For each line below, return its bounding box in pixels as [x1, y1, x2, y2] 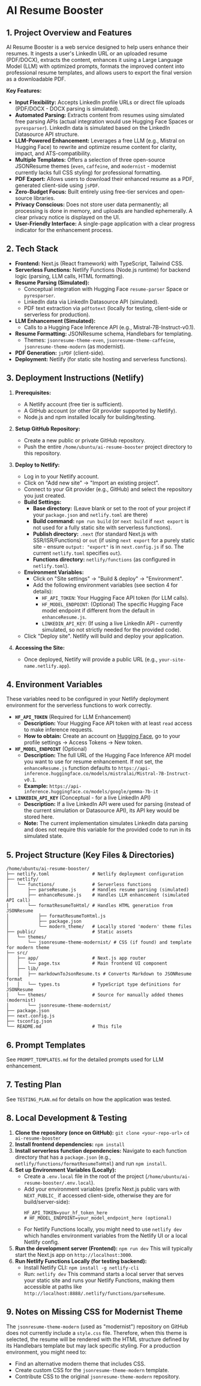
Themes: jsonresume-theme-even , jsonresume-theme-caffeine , [23, 336, 176, 343]
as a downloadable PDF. [6, 76, 66, 82]
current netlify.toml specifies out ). [32, 549, 122, 557]
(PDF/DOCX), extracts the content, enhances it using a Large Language [6, 56, 183, 63]
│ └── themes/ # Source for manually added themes [6, 992, 184, 998]
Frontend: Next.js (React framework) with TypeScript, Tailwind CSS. [14, 260, 184, 267]
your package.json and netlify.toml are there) [32, 511, 148, 518]
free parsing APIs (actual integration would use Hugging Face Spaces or [14, 118, 194, 125]
